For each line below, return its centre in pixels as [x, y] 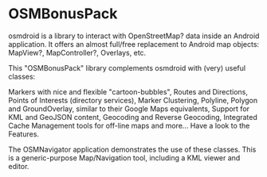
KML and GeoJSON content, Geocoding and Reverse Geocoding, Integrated [133, 117]
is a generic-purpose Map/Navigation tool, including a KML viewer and [124, 158]
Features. [24, 134]
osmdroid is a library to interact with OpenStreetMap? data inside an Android [134, 36]
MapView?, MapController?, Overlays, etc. [77, 52]
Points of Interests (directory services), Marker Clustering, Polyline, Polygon [133, 100]
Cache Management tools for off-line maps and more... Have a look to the [129, 125]
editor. [19, 166]
